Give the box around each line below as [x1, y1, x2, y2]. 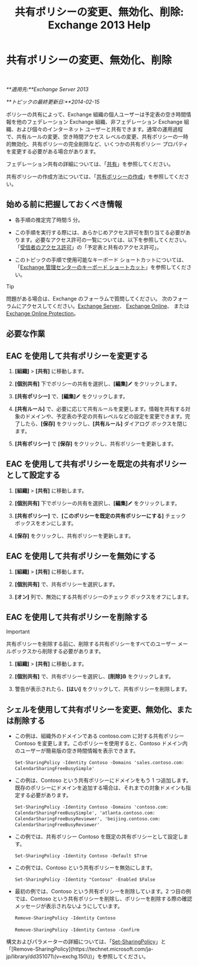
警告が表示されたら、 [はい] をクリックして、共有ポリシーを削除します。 [14, 685, 190, 693]
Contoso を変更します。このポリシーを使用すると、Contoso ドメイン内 [14, 740, 188, 747]
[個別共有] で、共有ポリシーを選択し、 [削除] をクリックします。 [14, 673, 174, 680]
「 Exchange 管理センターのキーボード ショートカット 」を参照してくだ [14, 263, 187, 271]
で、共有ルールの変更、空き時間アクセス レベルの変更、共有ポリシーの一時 [6, 133, 189, 140]
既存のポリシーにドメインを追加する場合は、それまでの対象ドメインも [14, 784, 186, 791]
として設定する [6, 470, 61, 480]
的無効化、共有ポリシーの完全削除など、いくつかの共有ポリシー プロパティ [6, 140, 189, 147]
